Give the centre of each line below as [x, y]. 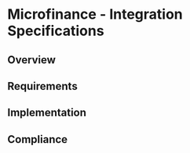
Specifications [56, 31]
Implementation [47, 113]
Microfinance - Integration [95, 14]
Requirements [42, 86]
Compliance [38, 139]
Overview [32, 60]
